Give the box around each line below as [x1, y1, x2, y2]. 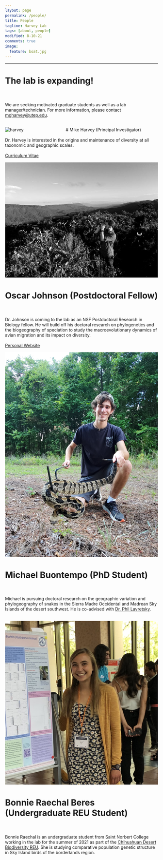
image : [5, 44, 18, 49]
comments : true [5, 39, 36, 44]
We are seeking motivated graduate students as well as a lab [5, 101, 127, 107]
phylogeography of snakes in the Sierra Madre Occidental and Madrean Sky [5, 601, 157, 607]
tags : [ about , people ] [5, 28, 51, 34]
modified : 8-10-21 [5, 34, 42, 39]
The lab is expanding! [5, 75, 94, 86]
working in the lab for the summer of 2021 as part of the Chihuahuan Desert [5, 839, 157, 845]
